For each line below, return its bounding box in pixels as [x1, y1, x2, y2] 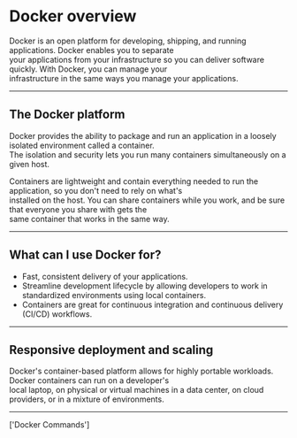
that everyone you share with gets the [9, 204, 148, 214]
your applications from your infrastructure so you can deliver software [9, 54, 265, 65]
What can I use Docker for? [9, 248, 162, 263]
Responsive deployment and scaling [9, 342, 214, 357]
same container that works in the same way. [9, 213, 170, 224]
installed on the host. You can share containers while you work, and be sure [9, 195, 286, 205]
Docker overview [9, 6, 137, 27]
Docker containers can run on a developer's [9, 375, 170, 386]
